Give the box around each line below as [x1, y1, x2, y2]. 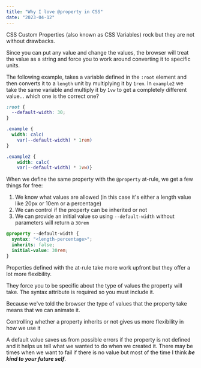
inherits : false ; [11, 242, 55, 248]
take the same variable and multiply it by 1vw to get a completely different [6, 86, 187, 93]
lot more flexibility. [6, 270, 52, 277]
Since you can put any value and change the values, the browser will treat [6, 49, 189, 56]
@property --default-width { [6, 231, 79, 237]
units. [6, 61, 20, 69]
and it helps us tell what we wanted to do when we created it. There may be [6, 342, 193, 349]
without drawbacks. [6, 37, 55, 44]
